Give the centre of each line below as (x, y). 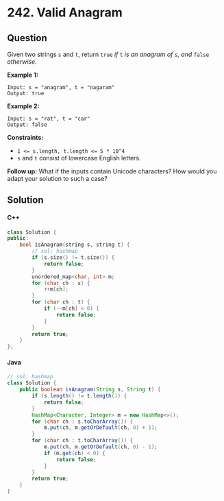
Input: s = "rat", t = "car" (49, 119)
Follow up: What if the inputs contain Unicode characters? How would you (112, 171)
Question (27, 38)
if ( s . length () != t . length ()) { (79, 396)
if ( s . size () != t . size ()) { (73, 258)
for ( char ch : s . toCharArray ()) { (83, 421)
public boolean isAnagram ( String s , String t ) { (90, 390)
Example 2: (23, 106)
